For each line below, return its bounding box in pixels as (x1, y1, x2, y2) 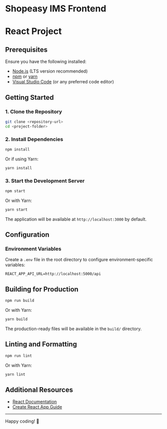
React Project (5, 26, 62, 37)
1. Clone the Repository (5, 108, 62, 115)
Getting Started (5, 93, 54, 102)
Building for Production (5, 285, 79, 293)
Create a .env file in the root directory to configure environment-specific (5, 257, 153, 263)
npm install (5, 147, 30, 152)
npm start (5, 188, 26, 194)
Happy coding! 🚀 (5, 418, 40, 425)
